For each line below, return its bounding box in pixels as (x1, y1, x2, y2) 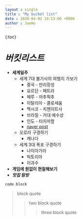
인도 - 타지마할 (26, 118, 55, 124)
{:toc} (5, 34, 16, 40)
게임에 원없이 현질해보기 (12, 166, 58, 172)
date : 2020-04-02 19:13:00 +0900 (5, 16, 75, 21)
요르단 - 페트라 (26, 88, 55, 94)
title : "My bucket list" (5, 12, 57, 17)
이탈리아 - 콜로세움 (26, 100, 63, 106)
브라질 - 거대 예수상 (26, 112, 64, 118)
